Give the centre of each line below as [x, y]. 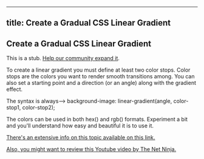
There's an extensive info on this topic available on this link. [81, 138]
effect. [15, 89]
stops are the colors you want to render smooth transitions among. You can [100, 76]
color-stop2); [39, 107]
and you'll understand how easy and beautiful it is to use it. [80, 126]
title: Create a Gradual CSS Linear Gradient [89, 23]
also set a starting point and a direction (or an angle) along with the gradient [101, 83]
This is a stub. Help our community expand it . [63, 58]
